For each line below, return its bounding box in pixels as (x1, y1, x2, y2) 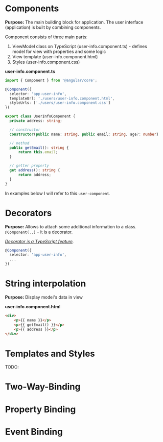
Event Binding (5, 426, 63, 437)
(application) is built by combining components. (5, 24, 101, 30)
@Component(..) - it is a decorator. (5, 229, 73, 235)
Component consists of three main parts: (5, 34, 88, 40)
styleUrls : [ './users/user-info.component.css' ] (9, 100, 111, 105)
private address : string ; (9, 119, 63, 123)
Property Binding (5, 404, 76, 415)
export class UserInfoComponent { (5, 114, 76, 119)
